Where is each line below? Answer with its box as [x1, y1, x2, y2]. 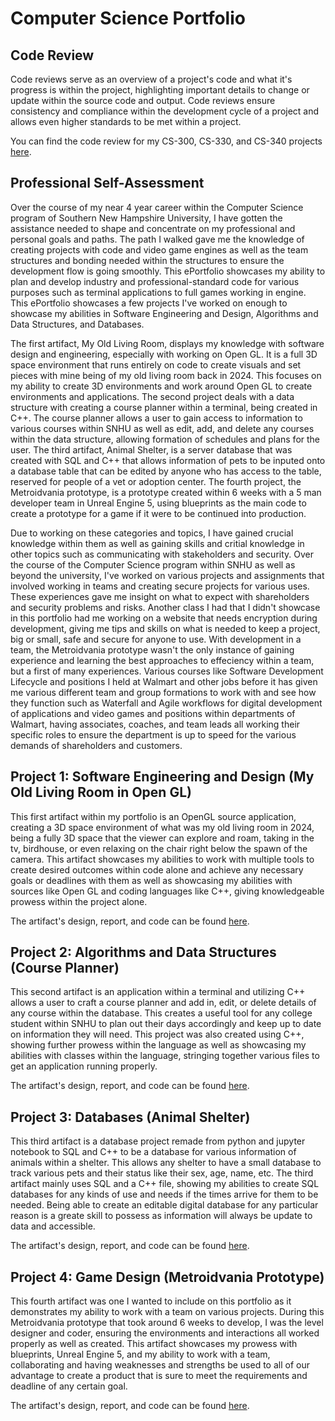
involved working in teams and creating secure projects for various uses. [10, 580, 310, 592]
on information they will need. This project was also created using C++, [10, 1028, 305, 1041]
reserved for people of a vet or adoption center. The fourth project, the [10, 475, 302, 487]
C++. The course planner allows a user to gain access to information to [10, 412, 303, 424]
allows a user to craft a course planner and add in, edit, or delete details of [10, 997, 317, 1009]
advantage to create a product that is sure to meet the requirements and [10, 1370, 308, 1382]
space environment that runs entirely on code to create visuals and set [10, 358, 302, 371]
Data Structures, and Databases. [10, 318, 145, 330]
